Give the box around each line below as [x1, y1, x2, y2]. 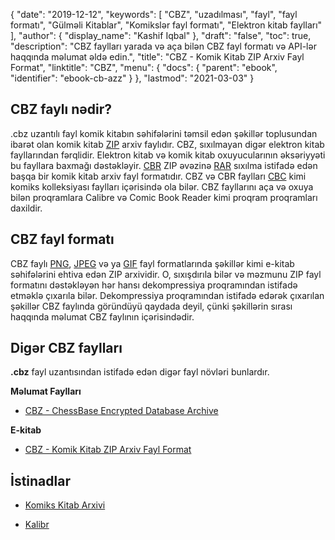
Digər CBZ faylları [10, 340, 123, 357]
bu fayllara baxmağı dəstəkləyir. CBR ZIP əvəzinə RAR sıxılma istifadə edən [10, 159, 318, 171]
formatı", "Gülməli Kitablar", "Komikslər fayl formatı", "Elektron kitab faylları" [10, 19, 323, 31]
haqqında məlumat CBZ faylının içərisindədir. [10, 310, 195, 323]
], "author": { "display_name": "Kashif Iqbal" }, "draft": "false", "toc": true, [10, 30, 312, 41]
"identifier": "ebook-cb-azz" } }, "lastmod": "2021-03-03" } [10, 72, 255, 84]
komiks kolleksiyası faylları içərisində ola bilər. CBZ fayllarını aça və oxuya [10, 180, 314, 193]
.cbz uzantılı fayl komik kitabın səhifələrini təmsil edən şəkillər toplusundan [10, 127, 318, 139]
